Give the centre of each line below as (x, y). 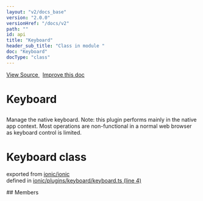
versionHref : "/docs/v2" (38, 23)
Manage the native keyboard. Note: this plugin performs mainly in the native (101, 119)
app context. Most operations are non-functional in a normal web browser (99, 126)
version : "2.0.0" (28, 18)
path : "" (17, 29)
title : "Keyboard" (30, 40)
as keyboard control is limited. (44, 132)
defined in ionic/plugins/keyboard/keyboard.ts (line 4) (74, 180)
